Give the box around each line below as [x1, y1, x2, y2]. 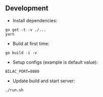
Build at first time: [12, 40, 49, 46]
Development [5, 4, 49, 13]
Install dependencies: [12, 17, 58, 23]
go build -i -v [5, 50, 37, 55]
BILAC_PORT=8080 [5, 69, 39, 74]
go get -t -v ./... [5, 27, 46, 32]
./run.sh [5, 87, 24, 92]
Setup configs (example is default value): [12, 59, 98, 65]
